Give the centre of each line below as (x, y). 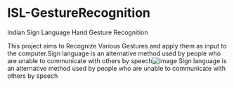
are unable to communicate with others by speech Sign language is (117, 60)
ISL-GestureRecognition (79, 13)
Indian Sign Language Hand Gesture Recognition (78, 32)
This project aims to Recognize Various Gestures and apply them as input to (117, 46)
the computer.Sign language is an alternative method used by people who (114, 53)
